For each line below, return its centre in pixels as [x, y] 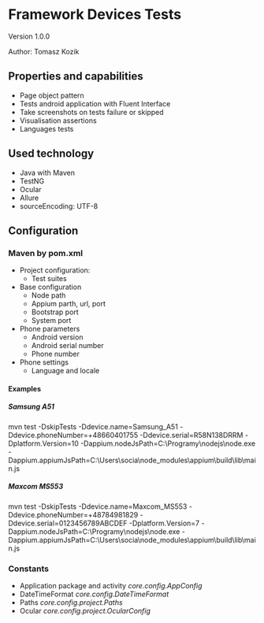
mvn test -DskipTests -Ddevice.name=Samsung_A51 [93, 426]
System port [51, 321]
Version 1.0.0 [29, 36]
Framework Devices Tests [95, 15]
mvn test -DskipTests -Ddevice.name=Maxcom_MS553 [98, 506]
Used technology [51, 154]
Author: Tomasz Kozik [44, 51]
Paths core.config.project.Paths [71, 603]
